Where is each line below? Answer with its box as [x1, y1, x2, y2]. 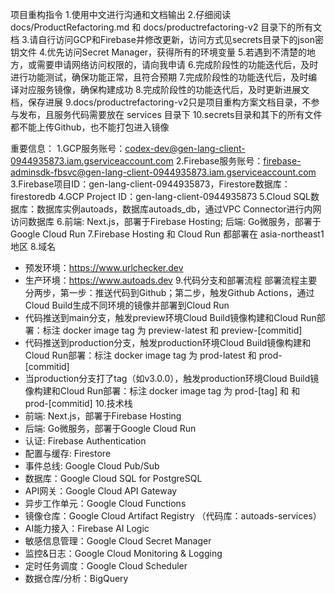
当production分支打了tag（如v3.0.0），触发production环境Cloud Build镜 [24, 373, 320, 384]
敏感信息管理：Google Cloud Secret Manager [24, 535, 212, 547]
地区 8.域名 [10, 241, 57, 252]
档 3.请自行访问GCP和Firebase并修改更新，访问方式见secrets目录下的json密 [10, 34, 324, 45]
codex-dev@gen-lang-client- [124, 143, 246, 154]
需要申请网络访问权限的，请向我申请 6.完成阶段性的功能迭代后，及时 [36, 59, 319, 70]
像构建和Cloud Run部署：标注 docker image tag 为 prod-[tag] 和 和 [24, 385, 301, 397]
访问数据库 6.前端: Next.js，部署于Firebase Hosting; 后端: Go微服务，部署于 [10, 216, 322, 227]
